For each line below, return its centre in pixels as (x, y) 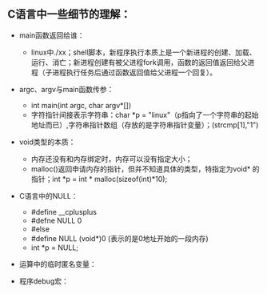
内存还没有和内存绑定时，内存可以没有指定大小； (112, 159)
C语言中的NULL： (48, 195)
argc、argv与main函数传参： (66, 89)
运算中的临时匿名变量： (58, 264)
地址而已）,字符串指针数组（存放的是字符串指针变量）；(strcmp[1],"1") (145, 125)
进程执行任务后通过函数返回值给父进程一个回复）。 (135, 72)
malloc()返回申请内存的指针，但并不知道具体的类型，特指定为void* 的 (145, 169)
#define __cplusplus (64, 211)
